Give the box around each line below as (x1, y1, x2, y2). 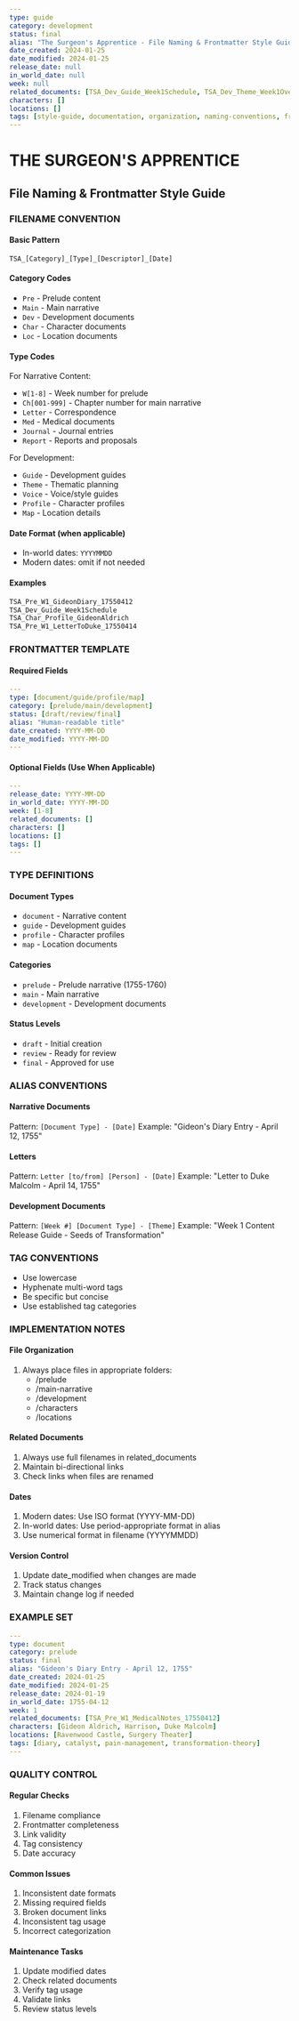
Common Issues (9, 1868, 71, 1879)
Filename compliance (21, 1809, 101, 1820)
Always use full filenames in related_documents (21, 1452, 198, 1463)
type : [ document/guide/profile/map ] (9, 693, 145, 703)
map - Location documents (21, 939, 118, 950)
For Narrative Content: (9, 371, 92, 382)
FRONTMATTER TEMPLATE (9, 643, 131, 656)
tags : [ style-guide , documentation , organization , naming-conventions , (9, 112, 280, 121)
